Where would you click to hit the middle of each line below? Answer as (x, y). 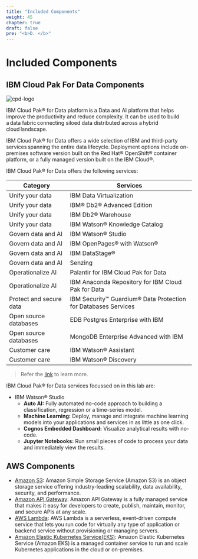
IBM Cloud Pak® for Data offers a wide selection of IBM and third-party (92, 141)
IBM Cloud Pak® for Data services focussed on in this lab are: (81, 386)
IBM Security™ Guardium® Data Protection (128, 299)
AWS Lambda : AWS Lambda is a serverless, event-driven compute (95, 518)
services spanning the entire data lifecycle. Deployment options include (93, 147)
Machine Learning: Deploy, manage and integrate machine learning (106, 416)
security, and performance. (48, 493)
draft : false (22, 28)
